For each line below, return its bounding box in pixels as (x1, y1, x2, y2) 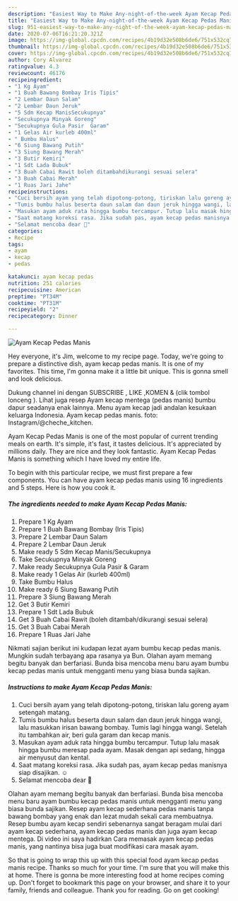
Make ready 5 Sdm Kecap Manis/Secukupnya (18, 547, 151, 556)
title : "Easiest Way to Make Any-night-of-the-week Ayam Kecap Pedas (8, 17, 218, 24)
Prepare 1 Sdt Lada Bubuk (18, 607, 94, 616)
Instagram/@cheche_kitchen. (8, 418, 94, 427)
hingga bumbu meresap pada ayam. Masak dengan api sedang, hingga (18, 745, 225, 754)
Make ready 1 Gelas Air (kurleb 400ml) (18, 570, 131, 578)
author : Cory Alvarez (8, 57, 72, 64)
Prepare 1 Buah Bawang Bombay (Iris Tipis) (18, 524, 144, 533)
